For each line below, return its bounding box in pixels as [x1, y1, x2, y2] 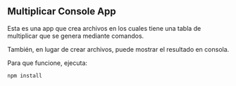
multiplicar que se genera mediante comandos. [7, 31, 144, 40]
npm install [7, 72, 42, 79]
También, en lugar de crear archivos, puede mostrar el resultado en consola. [7, 45, 230, 53]
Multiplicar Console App [7, 6, 116, 17]
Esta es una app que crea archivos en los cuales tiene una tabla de [7, 24, 201, 32]
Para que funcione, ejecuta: [7, 59, 88, 67]
